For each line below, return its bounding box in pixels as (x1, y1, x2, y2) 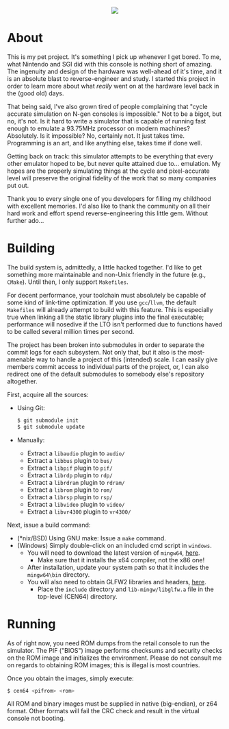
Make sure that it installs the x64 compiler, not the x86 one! (37, 555, 205, 564)
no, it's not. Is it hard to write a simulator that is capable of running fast (7, 117, 206, 125)
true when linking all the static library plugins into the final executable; (7, 313, 204, 321)
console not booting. (7, 714, 66, 723)
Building (7, 241, 55, 256)
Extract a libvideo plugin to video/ (27, 500, 125, 508)
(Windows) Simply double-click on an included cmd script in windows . (16, 541, 212, 549)
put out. (7, 181, 29, 189)
